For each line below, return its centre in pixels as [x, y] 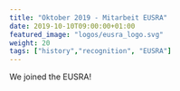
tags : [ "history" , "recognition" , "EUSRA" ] [90, 51]
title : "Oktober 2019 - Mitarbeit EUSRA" [89, 18]
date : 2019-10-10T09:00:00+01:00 [72, 26]
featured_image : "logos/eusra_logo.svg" [87, 34]
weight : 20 [30, 43]
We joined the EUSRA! [51, 77]
